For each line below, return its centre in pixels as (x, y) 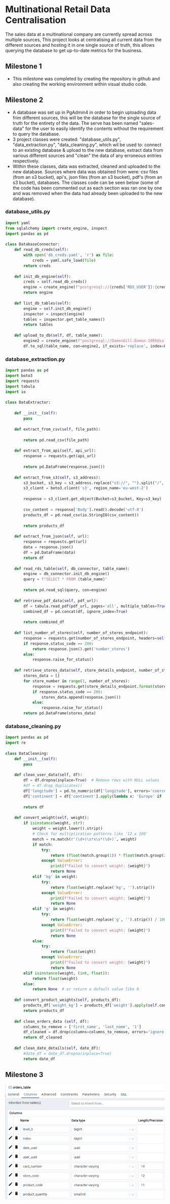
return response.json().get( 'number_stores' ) (81, 649)
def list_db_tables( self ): (43, 303)
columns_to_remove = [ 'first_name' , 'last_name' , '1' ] (82, 1027)
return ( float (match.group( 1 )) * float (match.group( (107, 855)
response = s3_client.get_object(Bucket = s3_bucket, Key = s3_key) (93, 499)
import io (16, 392)
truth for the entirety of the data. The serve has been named (75, 123)
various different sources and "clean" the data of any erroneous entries (87, 155)
